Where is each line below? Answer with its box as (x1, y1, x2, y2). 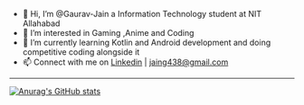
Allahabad (22, 18, 61, 29)
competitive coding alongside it (22, 47, 140, 57)
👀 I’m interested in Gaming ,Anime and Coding (22, 28, 195, 38)
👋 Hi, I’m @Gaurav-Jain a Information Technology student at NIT (22, 9, 262, 19)
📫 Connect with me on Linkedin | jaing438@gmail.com (22, 57, 229, 67)
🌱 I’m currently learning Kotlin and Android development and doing (22, 37, 271, 48)
